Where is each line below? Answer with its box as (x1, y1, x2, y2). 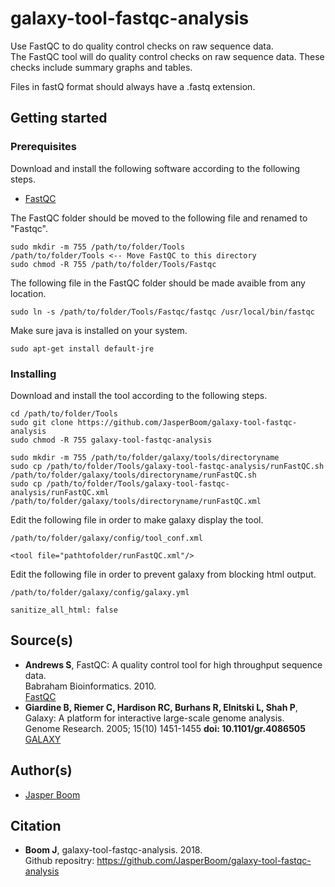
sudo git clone (10, 417, 74, 427)
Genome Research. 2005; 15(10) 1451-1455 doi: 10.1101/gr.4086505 (24, 722, 307, 734)
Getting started (10, 110, 108, 127)
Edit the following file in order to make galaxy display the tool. (10, 513, 264, 526)
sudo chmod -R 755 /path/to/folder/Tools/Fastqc (10, 259, 217, 269)
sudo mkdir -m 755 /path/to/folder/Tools (10, 242, 186, 252)
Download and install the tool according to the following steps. (10, 389, 268, 401)
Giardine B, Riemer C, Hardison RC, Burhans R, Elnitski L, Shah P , (24, 701, 298, 713)
